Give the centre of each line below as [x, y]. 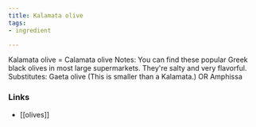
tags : [17, 23]
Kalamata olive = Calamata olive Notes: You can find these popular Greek [128, 60]
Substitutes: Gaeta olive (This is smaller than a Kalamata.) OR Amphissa [125, 77]
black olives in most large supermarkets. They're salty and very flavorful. [128, 68]
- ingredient [30, 30]
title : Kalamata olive [46, 15]
